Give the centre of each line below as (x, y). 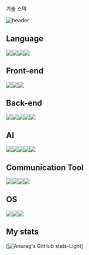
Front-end (25, 71)
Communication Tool (45, 167)
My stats (23, 232)
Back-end (24, 103)
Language (25, 39)
